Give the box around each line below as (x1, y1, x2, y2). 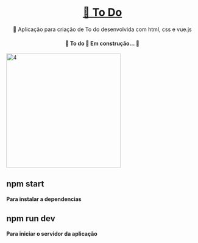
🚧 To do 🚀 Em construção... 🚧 (65, 40, 140, 47)
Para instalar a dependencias (6, 195, 82, 203)
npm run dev (6, 213, 56, 224)
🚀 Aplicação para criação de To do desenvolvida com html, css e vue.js (13, 26, 192, 33)
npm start (6, 178, 44, 189)
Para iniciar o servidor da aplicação (6, 230, 97, 238)
